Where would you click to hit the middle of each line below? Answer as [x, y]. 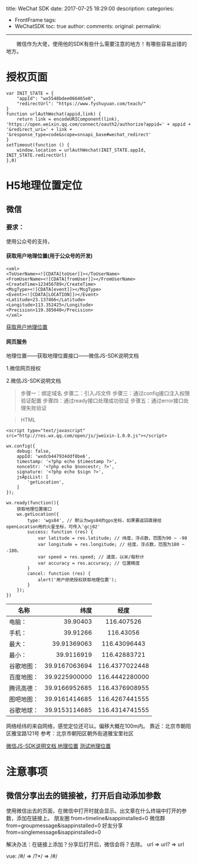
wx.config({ [21, 446]
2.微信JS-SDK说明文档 [34, 381]
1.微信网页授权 [24, 369]
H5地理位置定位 [44, 186]
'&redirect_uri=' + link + [39, 129]
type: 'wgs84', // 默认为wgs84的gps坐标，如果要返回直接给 [95, 521]
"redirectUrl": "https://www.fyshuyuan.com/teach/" [81, 103]
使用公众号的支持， [29, 241]
